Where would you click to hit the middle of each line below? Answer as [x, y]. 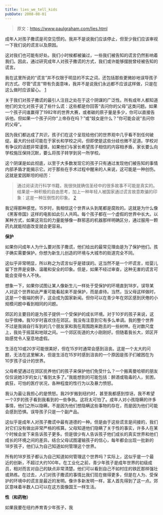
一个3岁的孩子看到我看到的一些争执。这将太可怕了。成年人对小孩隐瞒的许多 [81, 399]
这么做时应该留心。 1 [26, 90]
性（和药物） [18, 497]
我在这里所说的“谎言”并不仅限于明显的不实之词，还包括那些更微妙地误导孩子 [81, 78]
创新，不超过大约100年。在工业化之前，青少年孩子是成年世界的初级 [81, 462]
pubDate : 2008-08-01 [26, 14]
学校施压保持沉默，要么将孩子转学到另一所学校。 [54, 153]
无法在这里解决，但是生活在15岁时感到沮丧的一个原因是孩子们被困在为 [83, 354]
